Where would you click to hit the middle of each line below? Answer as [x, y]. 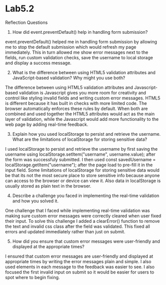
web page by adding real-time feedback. [47, 124]
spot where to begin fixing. [33, 277]
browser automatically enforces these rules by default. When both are [77, 108]
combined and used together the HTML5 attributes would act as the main [80, 114]
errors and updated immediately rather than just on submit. [65, 231]
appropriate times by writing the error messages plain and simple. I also [78, 261]
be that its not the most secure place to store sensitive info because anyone [83, 175]
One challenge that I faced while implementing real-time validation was [78, 210]
